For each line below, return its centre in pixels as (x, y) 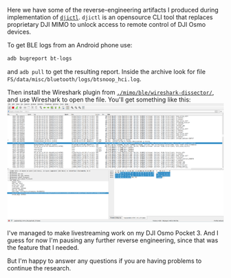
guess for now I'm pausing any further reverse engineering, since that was (113, 240)
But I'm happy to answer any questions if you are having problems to (104, 261)
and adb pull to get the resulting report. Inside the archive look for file (107, 71)
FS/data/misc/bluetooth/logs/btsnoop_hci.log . (74, 79)
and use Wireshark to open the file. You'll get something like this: (99, 100)
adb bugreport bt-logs (40, 58)
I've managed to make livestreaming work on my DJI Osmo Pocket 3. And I (113, 233)
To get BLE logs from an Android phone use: (70, 45)
